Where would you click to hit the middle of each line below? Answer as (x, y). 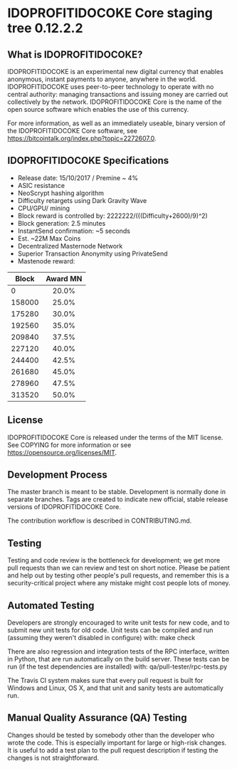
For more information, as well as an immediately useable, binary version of (116, 123)
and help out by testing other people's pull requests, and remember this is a (118, 575)
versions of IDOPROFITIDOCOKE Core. (64, 507)
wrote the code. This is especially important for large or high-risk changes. (117, 743)
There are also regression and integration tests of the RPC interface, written (118, 652)
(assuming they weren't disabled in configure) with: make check (101, 638)
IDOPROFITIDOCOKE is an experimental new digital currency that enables (116, 72)
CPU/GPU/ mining (43, 208)
